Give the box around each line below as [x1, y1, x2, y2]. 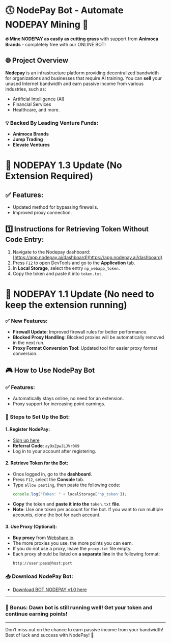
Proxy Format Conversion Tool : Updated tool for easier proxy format [12, 345, 158, 351]
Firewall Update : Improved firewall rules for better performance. [12, 329, 148, 335]
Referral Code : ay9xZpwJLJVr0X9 [12, 443, 80, 449]
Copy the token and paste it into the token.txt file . [12, 501, 121, 507]
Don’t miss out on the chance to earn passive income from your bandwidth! [5, 627, 164, 633]
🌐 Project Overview [5, 56, 69, 65]
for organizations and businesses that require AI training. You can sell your [5, 75, 162, 81]
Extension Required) [5, 171, 93, 182]
